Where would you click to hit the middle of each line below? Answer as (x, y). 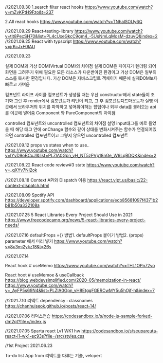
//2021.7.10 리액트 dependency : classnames (49, 300)
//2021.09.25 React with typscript (38, 41)
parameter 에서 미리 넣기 (29, 241)
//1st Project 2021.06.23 (29, 345)
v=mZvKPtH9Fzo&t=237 (29, 12)
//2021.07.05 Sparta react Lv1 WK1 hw (43, 331)
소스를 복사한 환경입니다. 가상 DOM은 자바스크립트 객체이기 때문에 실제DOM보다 (81, 78)
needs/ (12, 225)
